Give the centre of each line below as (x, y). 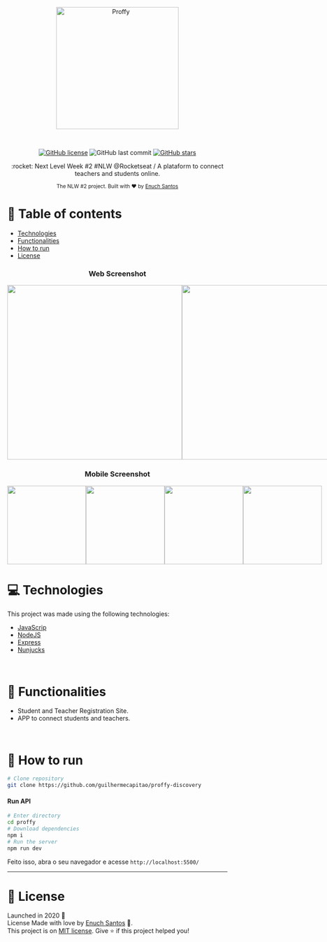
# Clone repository (36, 779)
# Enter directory (34, 816)
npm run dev (24, 848)
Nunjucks (31, 650)
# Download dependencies (43, 829)
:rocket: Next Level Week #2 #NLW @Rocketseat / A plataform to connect (117, 166)
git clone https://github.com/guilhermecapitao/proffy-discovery (104, 786)
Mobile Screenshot (117, 474)
